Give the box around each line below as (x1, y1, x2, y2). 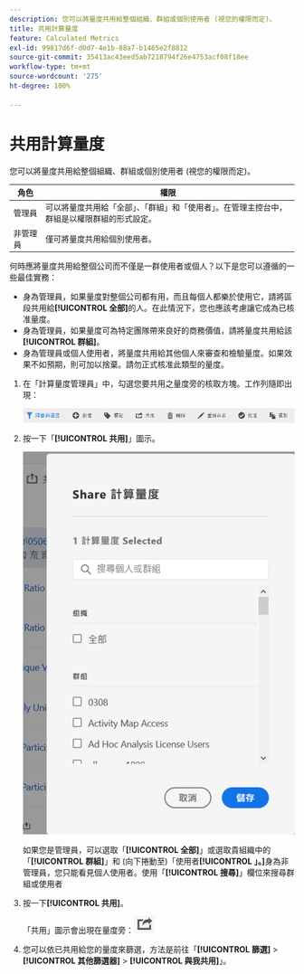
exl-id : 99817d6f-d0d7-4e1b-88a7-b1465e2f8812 (9, 43, 188, 52)
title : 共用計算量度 (9, 24, 79, 33)
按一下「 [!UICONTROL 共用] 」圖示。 (22, 432, 160, 443)
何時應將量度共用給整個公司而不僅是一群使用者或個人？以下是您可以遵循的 (9, 260, 287, 271)
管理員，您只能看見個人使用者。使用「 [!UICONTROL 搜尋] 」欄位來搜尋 (22, 866, 287, 877)
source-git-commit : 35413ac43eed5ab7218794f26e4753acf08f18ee (9, 52, 249, 62)
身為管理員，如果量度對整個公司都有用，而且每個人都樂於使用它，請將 (22, 291, 285, 302)
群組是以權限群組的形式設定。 (44, 213, 157, 224)
